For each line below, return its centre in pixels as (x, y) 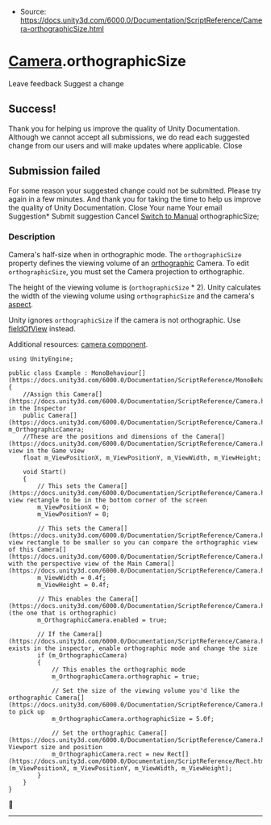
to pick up (27, 712)
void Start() (45, 472)
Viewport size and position (56, 747)
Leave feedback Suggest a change (66, 83)
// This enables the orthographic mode (118, 669)
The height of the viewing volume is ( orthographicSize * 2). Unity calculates (135, 287)
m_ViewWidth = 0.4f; (72, 577)
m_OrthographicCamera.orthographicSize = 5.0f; (133, 719)
